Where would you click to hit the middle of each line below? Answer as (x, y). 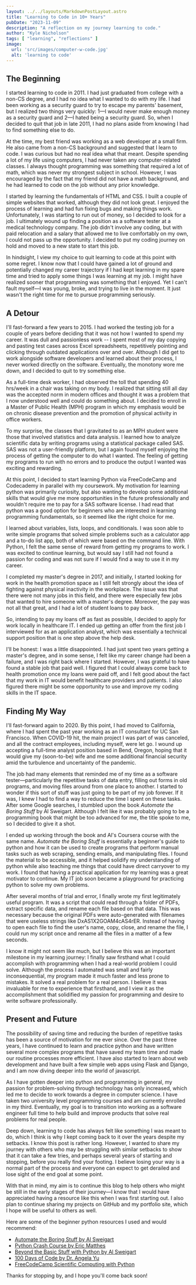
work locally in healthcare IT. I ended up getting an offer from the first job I (96, 626)
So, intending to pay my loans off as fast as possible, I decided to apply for (96, 619)
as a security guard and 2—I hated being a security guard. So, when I (90, 118)
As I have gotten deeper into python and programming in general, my (89, 1082)
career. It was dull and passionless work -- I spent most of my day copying (96, 340)
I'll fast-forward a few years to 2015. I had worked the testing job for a (90, 327)
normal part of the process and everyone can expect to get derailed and (93, 1168)
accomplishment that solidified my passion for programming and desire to (95, 995)
